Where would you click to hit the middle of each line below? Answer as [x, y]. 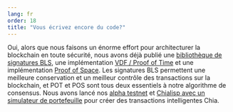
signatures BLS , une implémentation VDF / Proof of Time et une [100, 63]
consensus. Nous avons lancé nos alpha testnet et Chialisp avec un [106, 93]
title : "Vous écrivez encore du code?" [67, 27]
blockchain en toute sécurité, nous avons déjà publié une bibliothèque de [115, 55]
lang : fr [20, 14]
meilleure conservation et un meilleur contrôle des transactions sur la [109, 78]
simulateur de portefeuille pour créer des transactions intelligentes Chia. [113, 101]
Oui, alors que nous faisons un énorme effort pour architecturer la [104, 48]
